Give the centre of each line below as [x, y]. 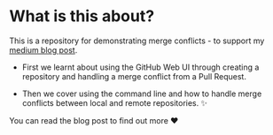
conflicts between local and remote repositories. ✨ [115, 102]
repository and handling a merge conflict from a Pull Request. [134, 76]
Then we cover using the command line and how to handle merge [142, 94]
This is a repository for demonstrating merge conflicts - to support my [137, 41]
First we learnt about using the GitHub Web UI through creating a [140, 67]
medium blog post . [43, 49]
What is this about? [82, 16]
